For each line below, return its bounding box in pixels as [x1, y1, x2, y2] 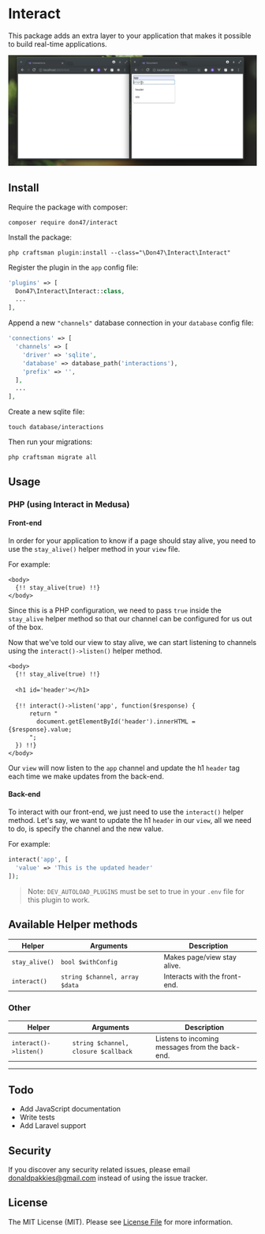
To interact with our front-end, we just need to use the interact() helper [8, 807, 244, 817]
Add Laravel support [19, 1121, 87, 1130]
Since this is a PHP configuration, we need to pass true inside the [8, 606, 222, 615]
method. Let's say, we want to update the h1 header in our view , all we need [8, 815, 252, 825]
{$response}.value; [8, 725, 73, 734]
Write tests [19, 1112, 55, 1123]
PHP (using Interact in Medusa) [8, 499, 130, 510]
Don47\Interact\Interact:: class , [15, 287, 125, 295]
